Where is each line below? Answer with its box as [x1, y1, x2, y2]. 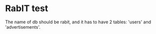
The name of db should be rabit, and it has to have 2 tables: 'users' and [5, 19, 152, 25]
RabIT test [5, 3, 48, 14]
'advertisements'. [5, 24, 41, 30]
